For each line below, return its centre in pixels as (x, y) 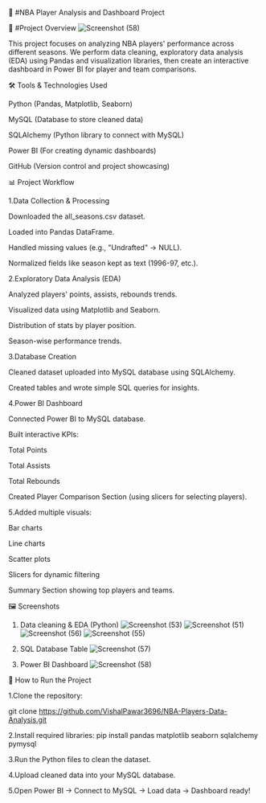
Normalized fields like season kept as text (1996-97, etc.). (103, 263)
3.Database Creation (42, 356)
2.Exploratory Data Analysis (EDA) (65, 279)
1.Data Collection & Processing (59, 201)
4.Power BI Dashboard (45, 403)
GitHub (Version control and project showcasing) (89, 166)
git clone (23, 711)
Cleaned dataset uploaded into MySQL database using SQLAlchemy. (122, 372)
